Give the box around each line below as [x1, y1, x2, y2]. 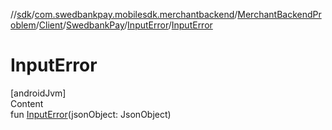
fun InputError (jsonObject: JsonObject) [10, 108, 172, 120]
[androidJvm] [10, 87, 67, 99]
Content [10, 97, 44, 109]
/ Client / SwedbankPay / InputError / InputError [35, 19, 213, 31]
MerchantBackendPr [237, 9, 322, 20]
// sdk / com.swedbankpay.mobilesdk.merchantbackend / [10, 9, 238, 20]
